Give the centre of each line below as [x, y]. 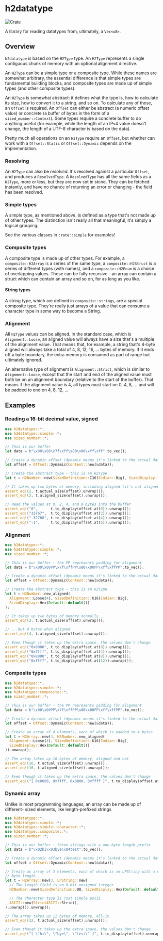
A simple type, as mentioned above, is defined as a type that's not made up [81, 215]
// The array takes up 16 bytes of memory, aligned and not [67, 759]
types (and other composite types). [41, 88]
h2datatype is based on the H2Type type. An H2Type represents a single [75, 58]
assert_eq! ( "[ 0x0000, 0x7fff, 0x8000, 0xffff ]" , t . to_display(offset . [80, 781]
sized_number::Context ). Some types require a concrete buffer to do [73, 118]
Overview [20, 47]
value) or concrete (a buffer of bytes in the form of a [57, 113]
